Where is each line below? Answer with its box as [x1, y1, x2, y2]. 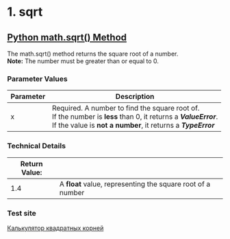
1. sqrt [7, 4, 43, 20]
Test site [7, 208, 36, 218]
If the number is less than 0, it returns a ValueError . [51, 112, 218, 122]
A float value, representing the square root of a [59, 179, 211, 189]
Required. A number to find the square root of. [51, 104, 200, 113]
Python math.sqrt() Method [7, 32, 127, 43]
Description [115, 92, 155, 102]
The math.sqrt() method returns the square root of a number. [7, 49, 179, 58]
